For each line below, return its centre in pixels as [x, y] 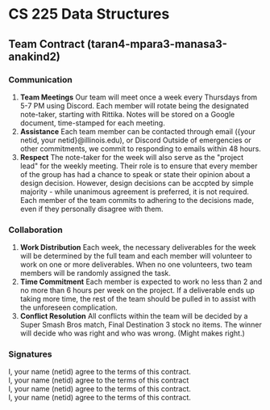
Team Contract [47, 44]
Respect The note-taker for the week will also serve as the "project [132, 157]
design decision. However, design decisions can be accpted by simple [137, 183]
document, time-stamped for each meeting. [92, 123]
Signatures [30, 354]
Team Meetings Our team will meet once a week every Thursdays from [139, 97]
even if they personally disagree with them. [91, 209]
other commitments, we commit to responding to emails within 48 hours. [141, 148]
